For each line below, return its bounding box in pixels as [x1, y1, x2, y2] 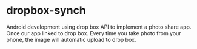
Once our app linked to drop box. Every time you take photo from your [6, 29, 181, 36]
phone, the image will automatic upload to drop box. [6, 36, 136, 43]
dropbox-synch [6, 4, 87, 17]
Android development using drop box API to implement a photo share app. [6, 23, 192, 30]
